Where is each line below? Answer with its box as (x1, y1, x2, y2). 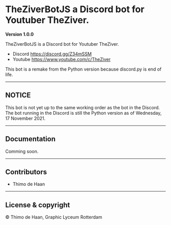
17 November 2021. (5, 115, 46, 121)
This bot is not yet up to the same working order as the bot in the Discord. (5, 104, 160, 110)
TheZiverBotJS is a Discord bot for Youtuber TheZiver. (5, 41, 119, 47)
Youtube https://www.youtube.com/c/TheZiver (12, 56, 111, 62)
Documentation (5, 135, 56, 143)
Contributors (5, 168, 47, 176)
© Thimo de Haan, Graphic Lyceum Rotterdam (5, 214, 103, 220)
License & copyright (5, 201, 70, 209)
